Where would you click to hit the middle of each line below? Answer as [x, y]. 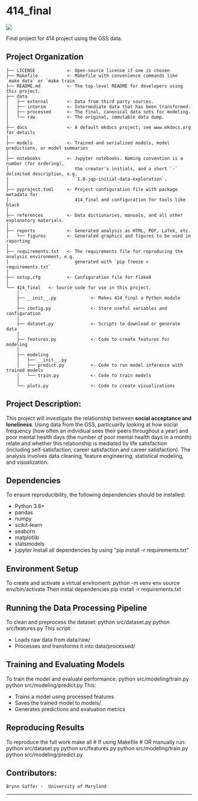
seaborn [25, 531]
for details [21, 132]
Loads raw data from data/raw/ [52, 640]
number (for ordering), [35, 164]
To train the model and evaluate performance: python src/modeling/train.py [98, 679]
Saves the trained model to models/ [58, 703]
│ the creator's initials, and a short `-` [92, 169]
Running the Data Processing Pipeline [77, 608]
